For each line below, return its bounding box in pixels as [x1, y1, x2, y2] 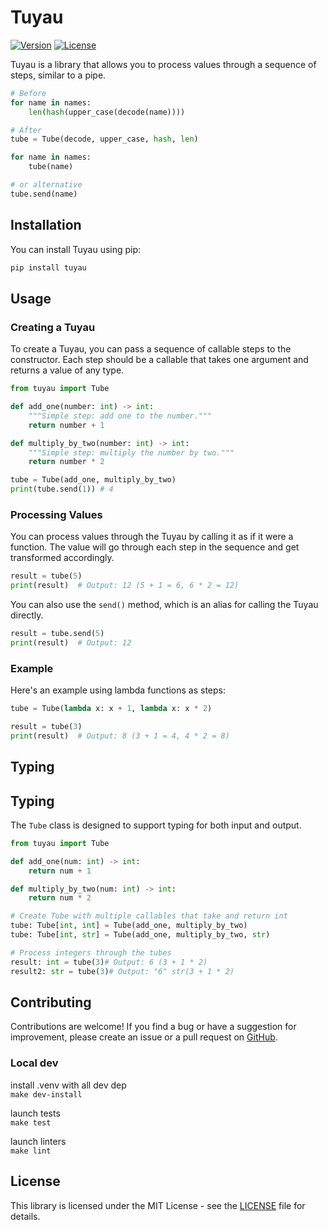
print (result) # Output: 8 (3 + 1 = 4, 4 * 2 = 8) [10, 731, 230, 741]
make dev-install [10, 1089, 83, 1100]
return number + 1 [28, 420, 105, 430]
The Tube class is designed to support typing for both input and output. [10, 819, 302, 831]
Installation [10, 217, 82, 234]
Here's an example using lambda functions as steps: [10, 684, 227, 696]
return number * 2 [28, 457, 105, 467]
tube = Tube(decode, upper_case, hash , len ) [10, 134, 199, 145]
